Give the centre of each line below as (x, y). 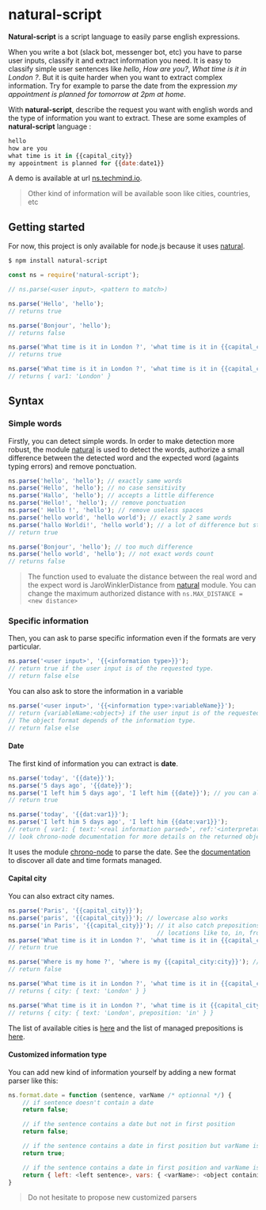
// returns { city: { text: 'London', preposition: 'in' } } (111, 1013)
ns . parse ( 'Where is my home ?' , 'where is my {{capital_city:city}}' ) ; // (134, 962)
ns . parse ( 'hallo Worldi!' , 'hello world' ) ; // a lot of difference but (129, 525)
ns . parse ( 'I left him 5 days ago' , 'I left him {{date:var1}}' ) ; (118, 822)
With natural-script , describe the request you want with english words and (131, 110)
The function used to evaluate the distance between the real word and (142, 576)
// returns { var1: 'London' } (60, 376)
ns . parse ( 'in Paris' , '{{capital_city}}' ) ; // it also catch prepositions (134, 925)
